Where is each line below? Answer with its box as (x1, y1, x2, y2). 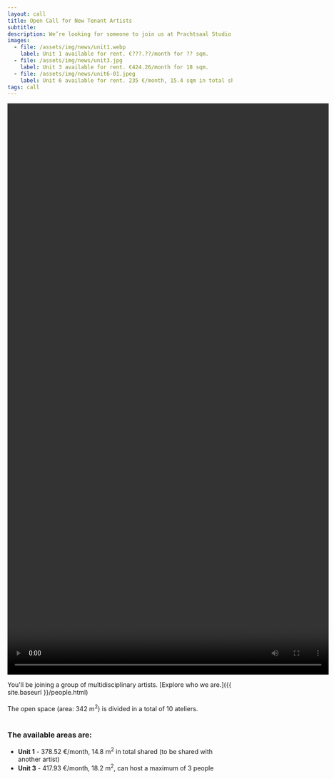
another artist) (17, 755, 60, 763)
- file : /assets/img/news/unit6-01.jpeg (14, 70, 136, 77)
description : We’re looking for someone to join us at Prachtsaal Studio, (7, 30, 235, 38)
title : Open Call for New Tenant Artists (7, 17, 133, 24)
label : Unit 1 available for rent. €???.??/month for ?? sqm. (20, 51, 209, 58)
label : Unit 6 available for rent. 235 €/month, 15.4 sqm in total (20, 76, 225, 84)
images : (7, 37, 31, 44)
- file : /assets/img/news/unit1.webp (14, 44, 126, 51)
